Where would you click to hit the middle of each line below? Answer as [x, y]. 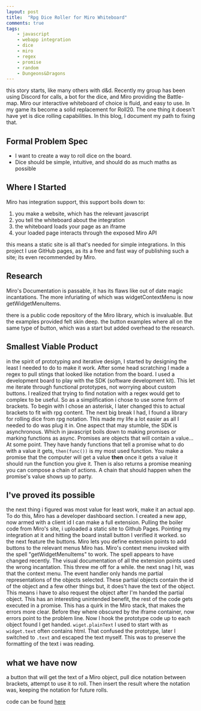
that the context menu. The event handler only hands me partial [85, 574]
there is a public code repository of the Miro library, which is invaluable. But [100, 315]
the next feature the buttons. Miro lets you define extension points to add [97, 541]
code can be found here [36, 702]
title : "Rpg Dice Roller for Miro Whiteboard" [67, 17]
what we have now [42, 663]
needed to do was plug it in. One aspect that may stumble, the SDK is [92, 425]
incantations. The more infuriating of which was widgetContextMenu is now [100, 297]
